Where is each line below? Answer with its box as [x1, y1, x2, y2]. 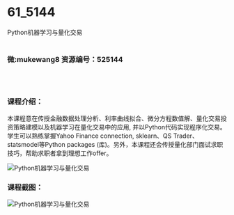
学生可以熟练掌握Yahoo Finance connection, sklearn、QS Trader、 [7, 132, 198, 140]
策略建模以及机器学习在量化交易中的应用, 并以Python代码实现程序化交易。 [13, 122, 226, 131]
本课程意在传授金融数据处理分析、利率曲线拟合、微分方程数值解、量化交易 [7, 114, 221, 122]
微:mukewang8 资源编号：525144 [7, 54, 123, 64]
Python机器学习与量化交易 [7, 28, 83, 36]
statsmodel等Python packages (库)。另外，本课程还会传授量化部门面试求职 [7, 140, 224, 148]
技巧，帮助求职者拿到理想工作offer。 [7, 149, 113, 157]
